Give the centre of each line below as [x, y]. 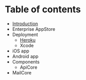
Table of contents [43, 9]
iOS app [20, 51]
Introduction [25, 24]
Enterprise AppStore [34, 29]
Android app [25, 56]
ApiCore [29, 67]
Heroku [28, 40]
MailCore [22, 72]
